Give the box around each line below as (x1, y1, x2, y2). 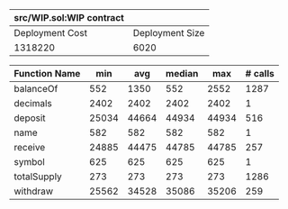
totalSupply (13, 170, 63, 183)
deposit (13, 112, 47, 124)
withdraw (13, 185, 54, 197)
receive (13, 141, 46, 153)
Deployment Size (132, 27, 205, 39)
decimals (13, 97, 52, 109)
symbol (13, 156, 45, 168)
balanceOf (13, 83, 58, 95)
